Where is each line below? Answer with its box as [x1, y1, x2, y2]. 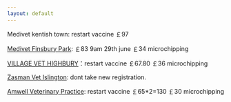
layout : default [7, 10, 54, 17]
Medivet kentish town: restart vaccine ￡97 [7, 30, 129, 38]
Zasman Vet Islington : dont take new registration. [7, 73, 147, 81]
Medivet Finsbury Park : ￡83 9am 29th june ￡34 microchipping [7, 44, 189, 52]
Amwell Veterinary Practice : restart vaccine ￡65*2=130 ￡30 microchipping [7, 87, 225, 95]
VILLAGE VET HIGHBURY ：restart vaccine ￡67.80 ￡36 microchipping [7, 59, 208, 68]
